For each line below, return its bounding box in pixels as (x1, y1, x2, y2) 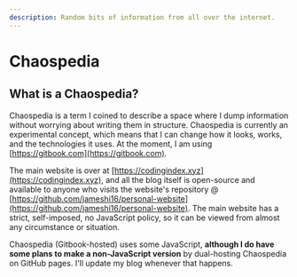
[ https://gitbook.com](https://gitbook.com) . (9, 147, 168, 158)
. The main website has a (187, 202, 279, 213)
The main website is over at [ (9, 165, 115, 176)
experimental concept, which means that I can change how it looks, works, (9, 129, 283, 139)
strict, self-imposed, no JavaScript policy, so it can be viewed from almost (9, 212, 280, 223)
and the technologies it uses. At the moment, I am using (9, 138, 213, 149)
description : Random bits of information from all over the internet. (9, 12, 276, 22)
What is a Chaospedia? (9, 86, 139, 102)
